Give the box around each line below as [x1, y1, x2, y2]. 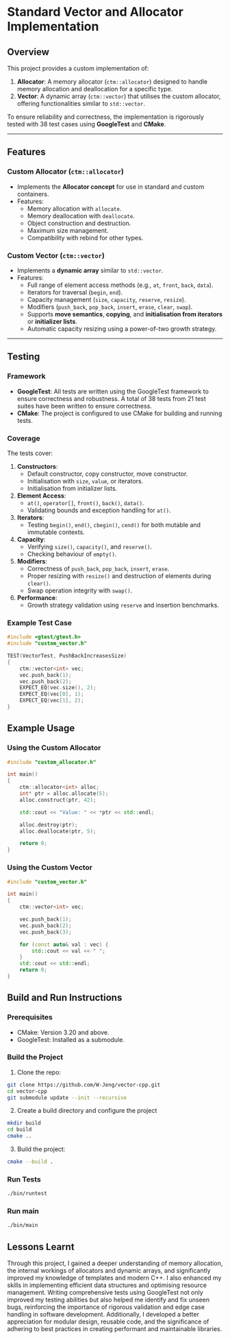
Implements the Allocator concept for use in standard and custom [16, 183, 205, 191]
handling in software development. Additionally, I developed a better [7, 1310, 200, 1319]
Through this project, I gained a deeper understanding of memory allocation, [7, 1259, 223, 1267]
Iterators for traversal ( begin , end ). [27, 288, 123, 296]
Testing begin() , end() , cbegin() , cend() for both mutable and [27, 520, 201, 529]
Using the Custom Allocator [7, 743, 101, 752]
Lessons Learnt [7, 1240, 75, 1253]
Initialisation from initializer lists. [27, 484, 118, 492]
